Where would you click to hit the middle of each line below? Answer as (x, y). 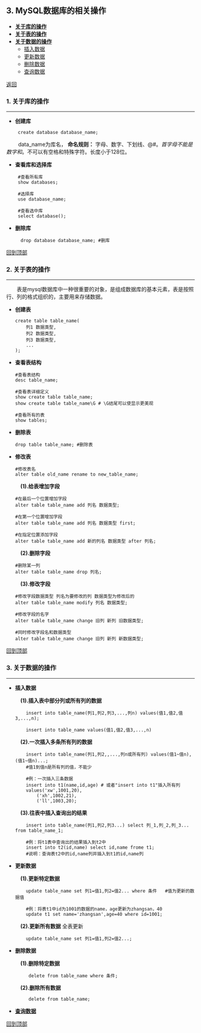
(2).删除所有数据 (40, 987)
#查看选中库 (30, 211)
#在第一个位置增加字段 (39, 517)
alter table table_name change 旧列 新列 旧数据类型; (79, 621)
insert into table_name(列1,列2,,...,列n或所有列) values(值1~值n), (109, 754)
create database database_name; (58, 133)
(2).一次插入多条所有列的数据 (56, 742)
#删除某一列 (28, 566)
